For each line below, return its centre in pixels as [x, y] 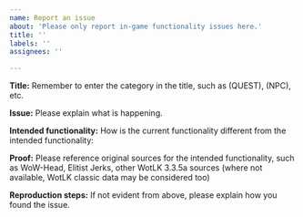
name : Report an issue [52, 18]
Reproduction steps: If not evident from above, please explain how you [143, 195]
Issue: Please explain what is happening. [86, 113]
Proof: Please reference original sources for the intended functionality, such [152, 158]
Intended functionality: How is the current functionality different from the [148, 131]
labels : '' [30, 43]
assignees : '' [36, 52]
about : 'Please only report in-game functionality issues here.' [136, 26]
